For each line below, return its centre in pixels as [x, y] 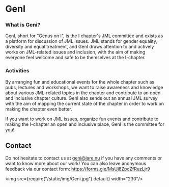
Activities [17, 71]
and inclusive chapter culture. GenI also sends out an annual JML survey [81, 98]
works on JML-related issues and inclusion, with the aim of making [75, 52]
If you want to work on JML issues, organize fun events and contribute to [82, 119]
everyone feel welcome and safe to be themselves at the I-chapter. [76, 58]
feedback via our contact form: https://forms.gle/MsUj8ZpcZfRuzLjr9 [78, 169]
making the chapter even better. [39, 109]
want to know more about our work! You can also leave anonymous [76, 163]
